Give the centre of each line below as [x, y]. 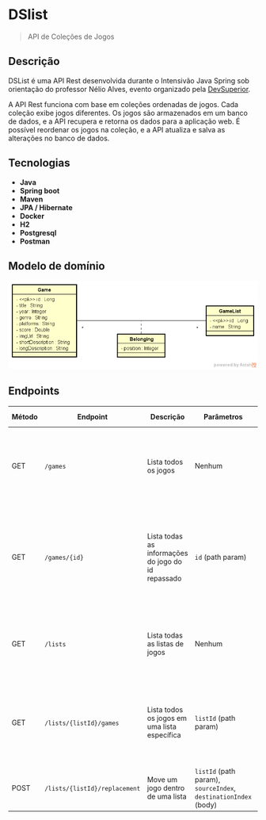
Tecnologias [39, 163]
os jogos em [167, 718]
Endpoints [34, 391]
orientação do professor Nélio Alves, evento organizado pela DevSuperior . [129, 89]
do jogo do [164, 561]
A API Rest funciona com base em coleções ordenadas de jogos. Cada [123, 104]
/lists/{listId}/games [82, 723]
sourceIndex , [215, 788]
